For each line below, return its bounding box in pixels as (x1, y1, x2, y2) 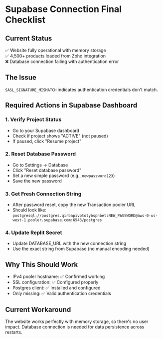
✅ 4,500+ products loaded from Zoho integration (5, 53, 106, 58)
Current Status (5, 34, 52, 42)
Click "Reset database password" (12, 167, 82, 173)
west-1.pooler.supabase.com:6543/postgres (12, 217, 102, 223)
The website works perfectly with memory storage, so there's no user (5, 318, 149, 324)
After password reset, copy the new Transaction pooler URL (12, 201, 136, 208)
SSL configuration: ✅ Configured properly (12, 279, 99, 285)
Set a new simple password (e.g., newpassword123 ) (12, 172, 115, 178)
